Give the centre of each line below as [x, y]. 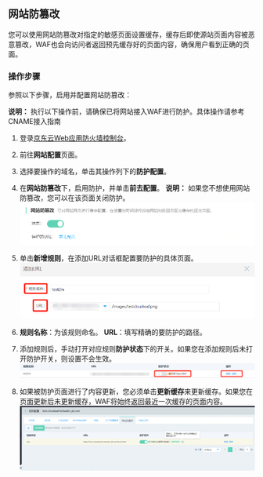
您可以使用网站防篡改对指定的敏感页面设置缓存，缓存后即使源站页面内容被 [128, 35]
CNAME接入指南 [34, 122]
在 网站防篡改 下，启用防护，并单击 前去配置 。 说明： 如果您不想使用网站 [135, 188]
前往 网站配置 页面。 [50, 155]
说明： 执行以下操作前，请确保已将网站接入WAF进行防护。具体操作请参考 [126, 111]
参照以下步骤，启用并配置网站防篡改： [70, 95]
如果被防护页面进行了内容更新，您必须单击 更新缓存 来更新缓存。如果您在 [136, 391]
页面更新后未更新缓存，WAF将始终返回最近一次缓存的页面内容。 [123, 402]
